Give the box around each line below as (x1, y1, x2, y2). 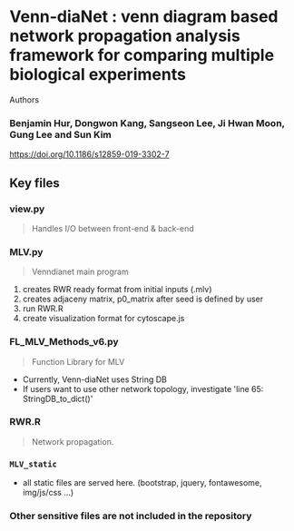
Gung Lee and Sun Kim (9, 128, 112, 141)
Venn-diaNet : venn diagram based (9, 6, 279, 27)
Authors (9, 93, 39, 105)
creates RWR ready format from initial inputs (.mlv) (22, 284, 212, 295)
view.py (9, 202, 45, 215)
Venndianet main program (31, 266, 129, 278)
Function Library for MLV (31, 356, 125, 367)
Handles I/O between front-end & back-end (31, 222, 195, 233)
